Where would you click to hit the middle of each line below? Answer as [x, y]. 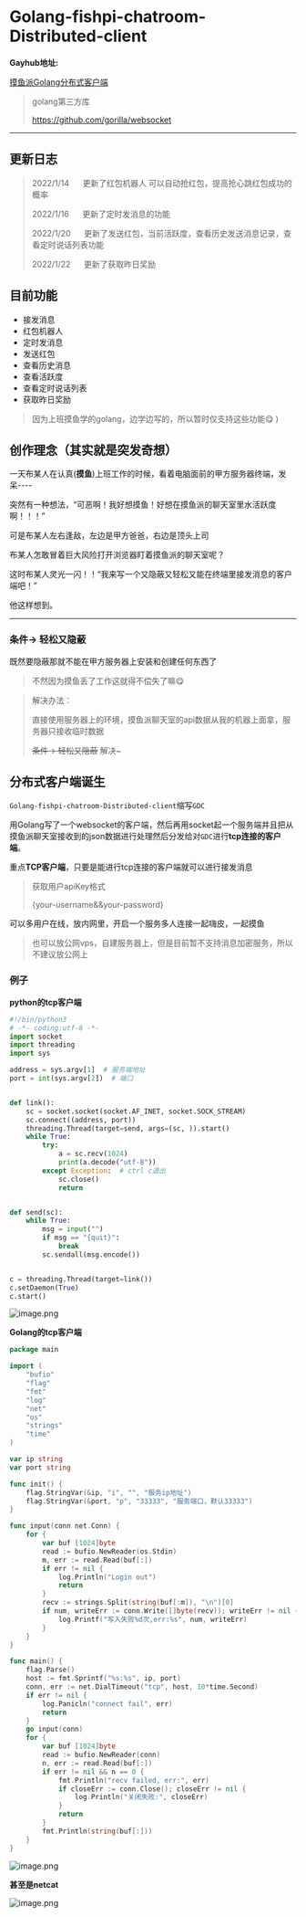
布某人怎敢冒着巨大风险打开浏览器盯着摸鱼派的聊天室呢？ [117, 555]
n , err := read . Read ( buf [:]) [97, 1763]
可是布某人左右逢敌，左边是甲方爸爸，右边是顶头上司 [109, 535]
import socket [36, 1037]
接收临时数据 [80, 731]
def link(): [32, 1102]
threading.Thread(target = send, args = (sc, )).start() [128, 1128]
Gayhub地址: [34, 62]
